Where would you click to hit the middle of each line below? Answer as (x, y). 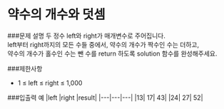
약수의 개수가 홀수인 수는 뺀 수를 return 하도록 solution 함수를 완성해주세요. (112, 53)
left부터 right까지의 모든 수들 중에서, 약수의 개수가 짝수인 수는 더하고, (103, 44)
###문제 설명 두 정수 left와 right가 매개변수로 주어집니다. (86, 36)
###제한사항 (25, 68)
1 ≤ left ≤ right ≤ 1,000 (50, 83)
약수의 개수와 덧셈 (56, 15)
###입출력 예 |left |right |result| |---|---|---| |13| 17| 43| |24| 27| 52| (105, 98)
